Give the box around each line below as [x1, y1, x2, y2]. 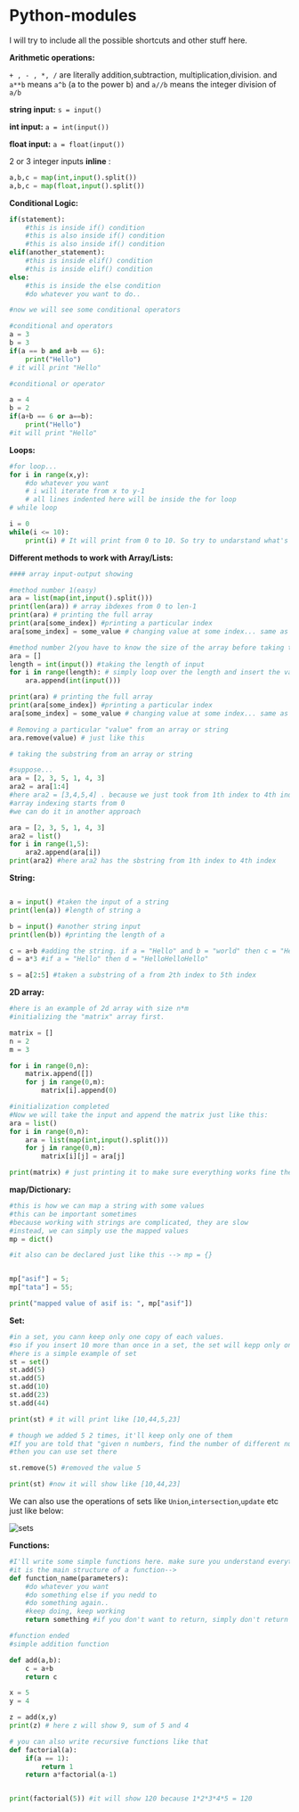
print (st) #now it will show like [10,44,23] [9, 1480, 181, 1489]
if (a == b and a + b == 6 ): [9, 346, 105, 355]
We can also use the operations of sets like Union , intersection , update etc [9, 1496, 279, 1507]
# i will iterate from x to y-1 [25, 487, 145, 496]
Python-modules [9, 5, 137, 26]
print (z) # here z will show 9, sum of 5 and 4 [9, 1721, 190, 1731]
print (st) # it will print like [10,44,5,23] [9, 1415, 181, 1424]
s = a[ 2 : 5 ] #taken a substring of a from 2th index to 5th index [9, 971, 256, 980]
